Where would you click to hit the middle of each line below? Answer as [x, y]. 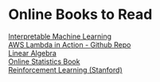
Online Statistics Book [44, 61]
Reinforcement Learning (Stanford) [65, 69]
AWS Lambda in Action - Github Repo [70, 44]
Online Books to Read [80, 15]
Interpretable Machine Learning [60, 36]
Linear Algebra [33, 53]
